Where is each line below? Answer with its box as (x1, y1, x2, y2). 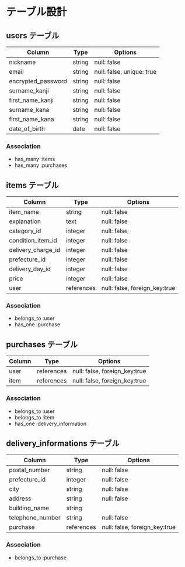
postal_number (9, 466, 50, 474)
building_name (9, 504, 50, 513)
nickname (9, 58, 36, 66)
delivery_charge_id (9, 246, 61, 254)
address (9, 494, 32, 503)
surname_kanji (9, 87, 49, 94)
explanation (9, 217, 41, 226)
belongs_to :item (14, 414, 55, 421)
